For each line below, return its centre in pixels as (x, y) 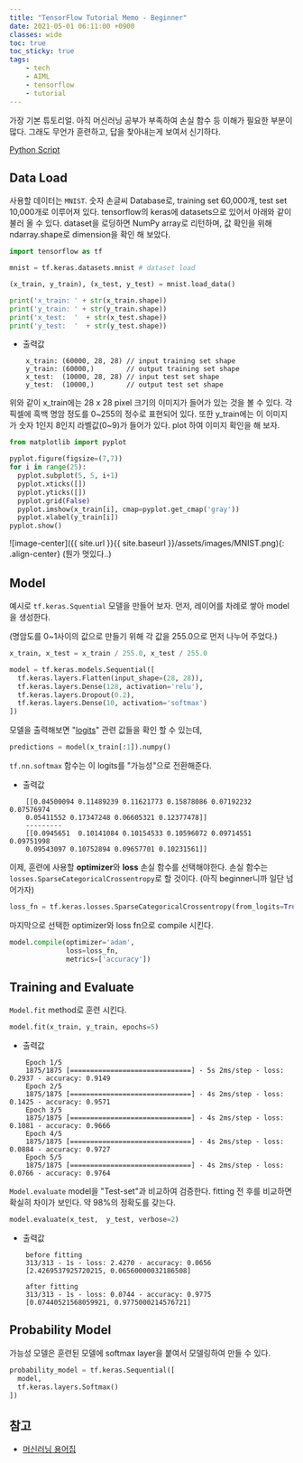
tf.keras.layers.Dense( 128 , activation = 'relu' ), (110, 686)
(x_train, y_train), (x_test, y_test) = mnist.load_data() (123, 284)
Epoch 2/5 (44, 1086)
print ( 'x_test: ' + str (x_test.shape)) (88, 317)
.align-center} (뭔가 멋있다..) (60, 554)
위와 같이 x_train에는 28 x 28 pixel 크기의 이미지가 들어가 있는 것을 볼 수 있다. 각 (151, 403)
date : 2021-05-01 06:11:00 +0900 (72, 26)
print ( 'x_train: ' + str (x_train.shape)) (88, 300)
